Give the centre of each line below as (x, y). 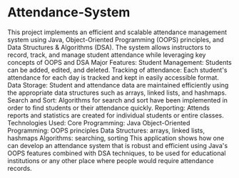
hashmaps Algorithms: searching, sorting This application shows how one (116, 138)
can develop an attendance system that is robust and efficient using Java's (118, 145)
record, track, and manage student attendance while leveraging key (107, 55)
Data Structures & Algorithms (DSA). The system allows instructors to (109, 47)
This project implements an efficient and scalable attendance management (117, 32)
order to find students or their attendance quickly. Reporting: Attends (109, 108)
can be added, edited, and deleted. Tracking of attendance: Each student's (117, 70)
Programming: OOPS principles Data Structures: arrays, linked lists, (106, 130)
